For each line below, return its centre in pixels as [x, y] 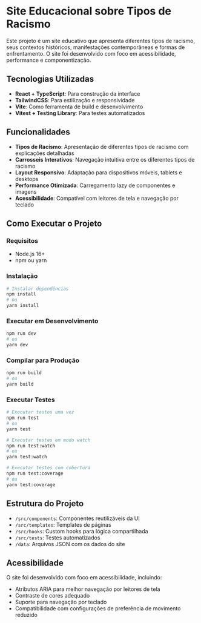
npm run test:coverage [35, 473]
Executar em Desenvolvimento [52, 321]
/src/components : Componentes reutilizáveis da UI [77, 518]
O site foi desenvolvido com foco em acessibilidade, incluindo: [84, 578]
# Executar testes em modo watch [48, 440]
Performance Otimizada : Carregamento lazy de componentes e [95, 185]
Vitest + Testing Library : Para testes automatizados [80, 113]
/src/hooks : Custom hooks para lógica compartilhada [81, 531]
